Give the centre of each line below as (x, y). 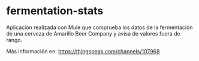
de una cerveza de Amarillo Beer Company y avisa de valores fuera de (94, 33)
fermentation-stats (55, 11)
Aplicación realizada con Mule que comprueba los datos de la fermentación (99, 27)
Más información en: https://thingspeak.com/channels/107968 (83, 51)
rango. (14, 40)
